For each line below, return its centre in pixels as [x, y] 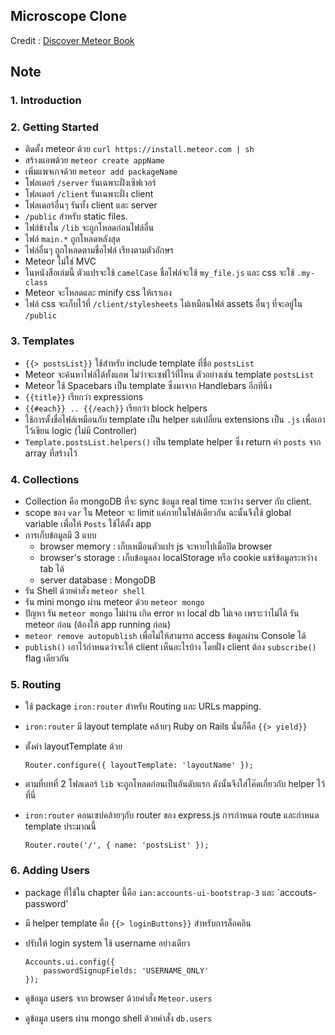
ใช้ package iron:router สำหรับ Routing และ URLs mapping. [143, 706]
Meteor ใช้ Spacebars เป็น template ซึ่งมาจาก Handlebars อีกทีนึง [148, 385]
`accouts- [296, 892]
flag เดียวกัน [47, 658]
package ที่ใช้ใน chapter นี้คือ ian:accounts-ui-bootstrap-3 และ [149, 892]
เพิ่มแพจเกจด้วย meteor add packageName [101, 171]
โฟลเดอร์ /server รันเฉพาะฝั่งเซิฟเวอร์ [90, 183]
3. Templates [42, 341]
